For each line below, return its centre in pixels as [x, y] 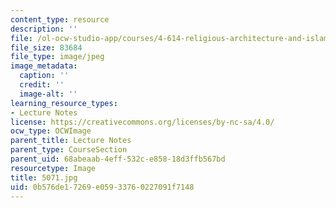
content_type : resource [60, 19]
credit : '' [42, 85]
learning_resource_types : [64, 103]
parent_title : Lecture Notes [71, 141]
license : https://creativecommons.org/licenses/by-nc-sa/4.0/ [142, 122]
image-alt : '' [48, 94]
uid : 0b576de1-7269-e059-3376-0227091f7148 [102, 187]
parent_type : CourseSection [69, 150]
